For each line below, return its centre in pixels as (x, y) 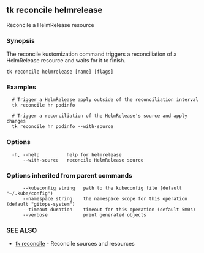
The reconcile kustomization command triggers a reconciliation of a (92, 54)
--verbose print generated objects (85, 215)
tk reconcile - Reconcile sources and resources (75, 244)
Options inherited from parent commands (70, 175)
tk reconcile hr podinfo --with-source (63, 127)
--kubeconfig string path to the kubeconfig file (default (102, 188)
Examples (21, 87)
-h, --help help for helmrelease (67, 155)
